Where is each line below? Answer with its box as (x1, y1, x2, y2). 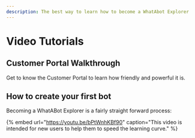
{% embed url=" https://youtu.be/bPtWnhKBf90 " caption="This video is (6, 119, 182, 126)
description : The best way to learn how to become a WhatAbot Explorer (6, 8, 189, 15)
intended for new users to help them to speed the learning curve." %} (6, 125, 178, 132)
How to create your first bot (6, 91, 112, 102)
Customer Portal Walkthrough (6, 58, 121, 69)
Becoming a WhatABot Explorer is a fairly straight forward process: (6, 107, 172, 114)
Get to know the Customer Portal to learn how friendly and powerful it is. (6, 74, 186, 81)
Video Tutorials (6, 34, 84, 48)
